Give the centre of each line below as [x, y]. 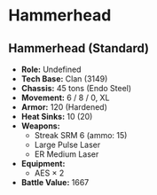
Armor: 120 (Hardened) [64, 107]
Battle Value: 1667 [55, 182]
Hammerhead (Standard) [79, 48]
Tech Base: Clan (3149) [64, 79]
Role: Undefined [51, 69]
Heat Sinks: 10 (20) [57, 117]
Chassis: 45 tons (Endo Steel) [76, 88]
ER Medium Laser [67, 154]
